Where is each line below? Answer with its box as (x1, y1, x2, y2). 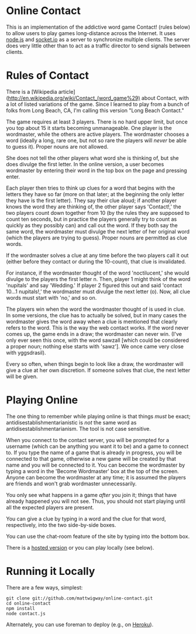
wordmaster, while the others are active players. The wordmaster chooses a (6, 131, 189, 138)
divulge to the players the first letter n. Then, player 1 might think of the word (6, 275, 191, 282)
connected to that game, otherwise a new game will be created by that (6, 455, 177, 462)
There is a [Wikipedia (6, 88, 57, 95)
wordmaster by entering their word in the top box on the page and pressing (6, 167, 187, 174)
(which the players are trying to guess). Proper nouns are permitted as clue (6, 234, 187, 241)
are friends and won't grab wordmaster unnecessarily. (6, 480, 137, 487)
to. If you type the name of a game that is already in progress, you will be (6, 449, 183, 456)
